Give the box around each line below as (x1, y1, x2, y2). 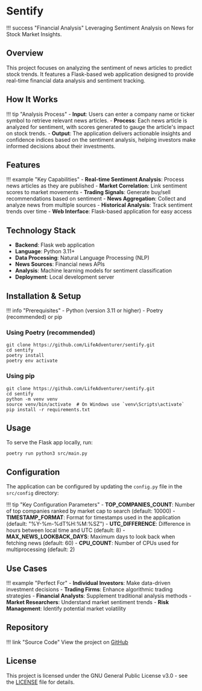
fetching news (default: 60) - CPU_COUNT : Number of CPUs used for (6, 540, 179, 547)
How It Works (6, 95, 58, 105)
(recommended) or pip (6, 314, 63, 320)
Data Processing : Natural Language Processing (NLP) (14, 254, 150, 262)
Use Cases (6, 563, 48, 573)
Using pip (6, 372, 35, 380)
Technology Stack (6, 225, 76, 236)
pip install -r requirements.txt (6, 406, 90, 412)
